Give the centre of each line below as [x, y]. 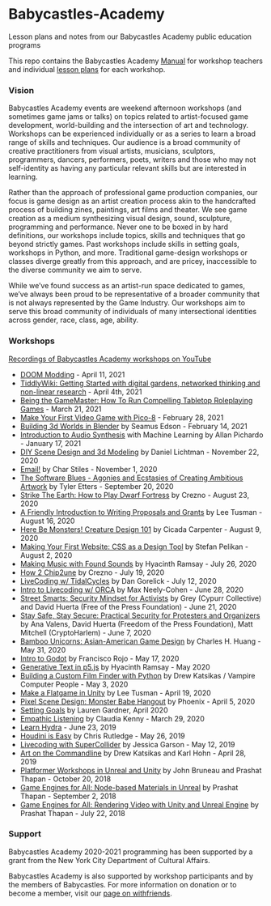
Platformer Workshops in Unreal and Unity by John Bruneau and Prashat [141, 770]
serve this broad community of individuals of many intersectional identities [133, 312]
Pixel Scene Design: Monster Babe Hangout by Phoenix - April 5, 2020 [138, 701]
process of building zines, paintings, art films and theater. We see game [128, 210]
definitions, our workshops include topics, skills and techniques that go [127, 236]
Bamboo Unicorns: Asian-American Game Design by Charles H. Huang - [140, 641]
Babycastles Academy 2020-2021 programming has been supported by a [131, 852]
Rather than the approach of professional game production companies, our [133, 193]
